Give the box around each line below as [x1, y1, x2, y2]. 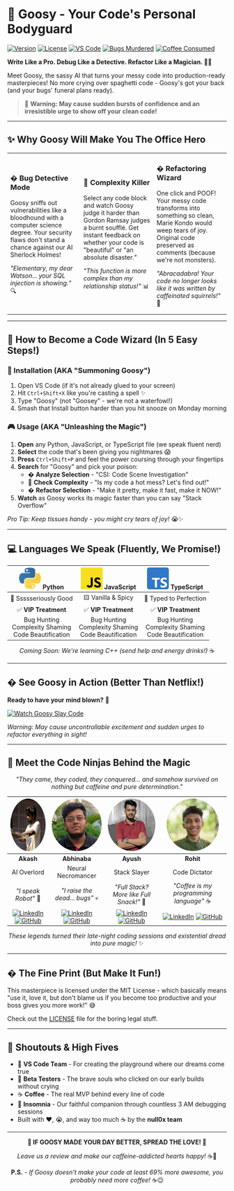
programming [173, 889, 212, 897]
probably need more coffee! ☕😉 [70, 1176, 164, 1185]
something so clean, [156, 211, 214, 219]
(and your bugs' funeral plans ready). [7, 86, 114, 94]
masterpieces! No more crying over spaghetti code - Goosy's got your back [7, 78, 225, 87]
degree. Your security [10, 228, 72, 237]
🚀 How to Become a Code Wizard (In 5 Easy [7, 334, 198, 345]
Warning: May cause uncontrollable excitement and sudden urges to [7, 722, 205, 731]
